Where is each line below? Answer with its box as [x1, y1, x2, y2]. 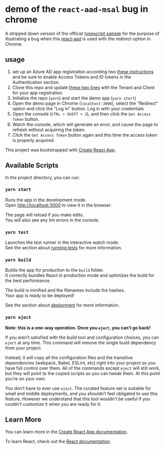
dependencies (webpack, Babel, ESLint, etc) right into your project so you [5, 360, 156, 366]
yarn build [5, 257, 31, 263]
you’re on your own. [5, 375, 46, 381]
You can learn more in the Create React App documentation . [5, 429, 128, 435]
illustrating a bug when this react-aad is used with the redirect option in [5, 36, 151, 42]
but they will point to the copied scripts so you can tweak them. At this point [5, 370, 160, 376]
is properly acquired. [12, 137, 55, 143]
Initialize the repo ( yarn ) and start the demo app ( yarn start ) [12, 95, 136, 101]
